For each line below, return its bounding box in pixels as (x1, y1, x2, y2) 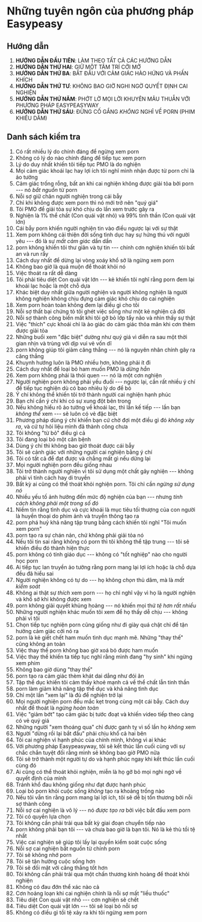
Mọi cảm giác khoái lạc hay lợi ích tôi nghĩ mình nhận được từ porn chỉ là (15, 167, 195, 174)
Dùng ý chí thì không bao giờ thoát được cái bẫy (15, 442, 135, 449)
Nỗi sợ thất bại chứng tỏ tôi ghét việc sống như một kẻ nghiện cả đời (15, 308, 186, 315)
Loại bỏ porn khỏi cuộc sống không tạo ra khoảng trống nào (15, 787, 165, 794)
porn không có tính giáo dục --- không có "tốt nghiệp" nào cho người (15, 551, 188, 558)
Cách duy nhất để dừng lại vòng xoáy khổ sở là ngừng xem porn (15, 256, 174, 264)
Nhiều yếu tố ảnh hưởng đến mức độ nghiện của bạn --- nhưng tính (15, 493, 183, 500)
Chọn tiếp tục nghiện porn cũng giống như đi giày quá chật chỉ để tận (15, 621, 188, 628)
